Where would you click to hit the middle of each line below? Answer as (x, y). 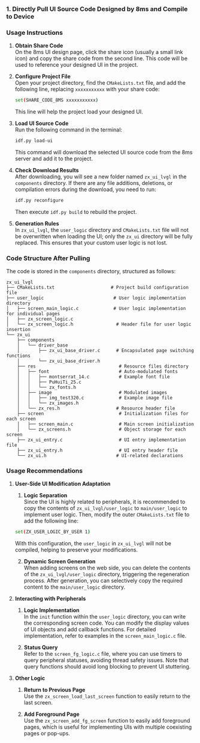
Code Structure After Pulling (48, 258)
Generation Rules (37, 223)
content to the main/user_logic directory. (75, 587)
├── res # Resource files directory (103, 366)
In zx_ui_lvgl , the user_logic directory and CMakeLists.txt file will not (101, 229)
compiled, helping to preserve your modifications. (76, 550)
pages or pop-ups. (47, 733)
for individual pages (33, 314)
